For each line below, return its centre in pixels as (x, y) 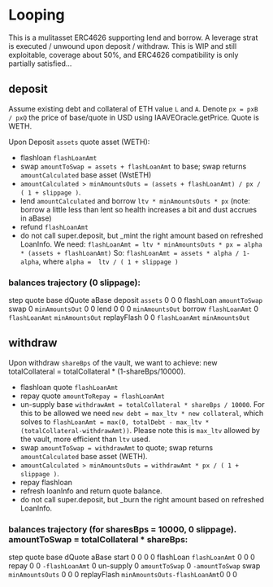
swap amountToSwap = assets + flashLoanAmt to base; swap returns (133, 166)
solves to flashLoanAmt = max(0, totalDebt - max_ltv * (115, 422)
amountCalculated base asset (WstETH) (86, 175)
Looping (37, 15)
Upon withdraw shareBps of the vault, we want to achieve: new (113, 362)
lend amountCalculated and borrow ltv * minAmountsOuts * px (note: (135, 200)
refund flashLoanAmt (54, 226)
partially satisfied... (40, 64)
